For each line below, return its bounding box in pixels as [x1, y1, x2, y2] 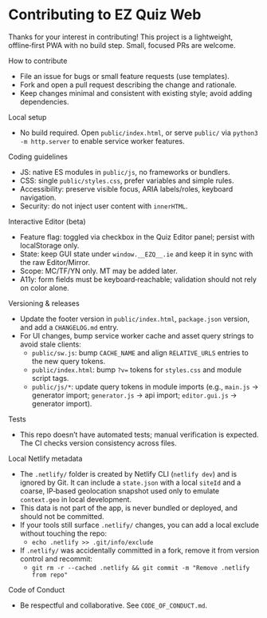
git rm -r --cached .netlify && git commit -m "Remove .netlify [31, 564, 250, 572]
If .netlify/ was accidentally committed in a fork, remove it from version [19, 545, 260, 555]
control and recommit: [19, 553, 93, 564]
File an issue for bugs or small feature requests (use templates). [19, 71, 230, 81]
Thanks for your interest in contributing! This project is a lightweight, [8, 32, 234, 42]
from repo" [31, 571, 69, 579]
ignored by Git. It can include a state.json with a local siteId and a [19, 477, 241, 487]
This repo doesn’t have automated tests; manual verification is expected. [19, 430, 259, 439]
